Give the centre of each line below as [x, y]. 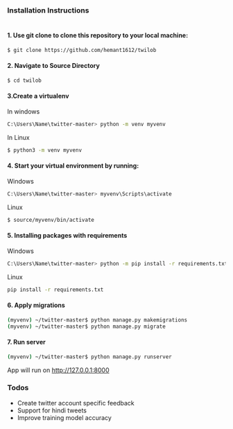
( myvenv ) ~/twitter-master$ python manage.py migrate [87, 326]
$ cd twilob [24, 80]
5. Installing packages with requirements [67, 236]
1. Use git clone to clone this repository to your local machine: [98, 35]
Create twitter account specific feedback [76, 403]
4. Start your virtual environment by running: [73, 166]
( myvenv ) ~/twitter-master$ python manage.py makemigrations [97, 320]
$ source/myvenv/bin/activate [51, 220]
